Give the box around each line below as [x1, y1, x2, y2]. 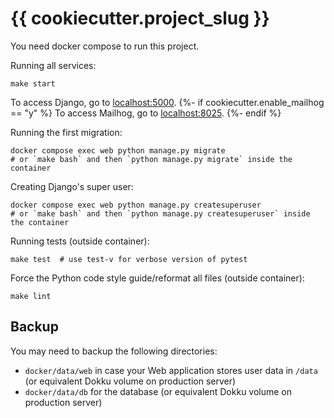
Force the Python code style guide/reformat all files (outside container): [10, 272, 305, 284]
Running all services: [10, 59, 97, 71]
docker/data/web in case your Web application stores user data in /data [24, 364, 318, 376]
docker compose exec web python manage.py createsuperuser [10, 200, 262, 210]
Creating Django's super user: [10, 180, 134, 192]
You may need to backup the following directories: [10, 345, 218, 357]
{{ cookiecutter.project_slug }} [10, 7, 270, 30]
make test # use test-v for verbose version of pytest [10, 254, 248, 264]
